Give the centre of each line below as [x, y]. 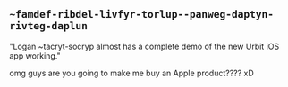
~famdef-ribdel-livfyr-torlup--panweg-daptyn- [142, 15]
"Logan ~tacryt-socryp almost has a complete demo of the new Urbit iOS [144, 46]
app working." [35, 55]
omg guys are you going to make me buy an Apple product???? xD [132, 73]
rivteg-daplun [48, 26]
